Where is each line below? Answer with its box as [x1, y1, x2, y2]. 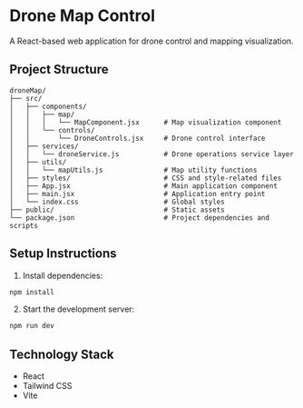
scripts [9, 221, 39, 230]
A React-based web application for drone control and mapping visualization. [9, 35, 294, 46]
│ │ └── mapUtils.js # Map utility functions [9, 165, 258, 174]
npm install [9, 287, 54, 296]
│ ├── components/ [9, 102, 88, 111]
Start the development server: [22, 304, 135, 314]
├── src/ [9, 94, 43, 103]
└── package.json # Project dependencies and [9, 213, 270, 223]
